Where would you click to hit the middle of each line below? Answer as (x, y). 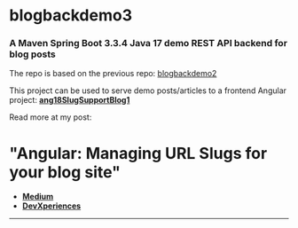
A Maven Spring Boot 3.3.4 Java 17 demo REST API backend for (149, 43)
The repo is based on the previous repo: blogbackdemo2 (113, 74)
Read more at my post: (51, 117)
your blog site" (65, 172)
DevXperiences (51, 206)
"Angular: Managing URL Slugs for (138, 153)
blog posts (32, 54)
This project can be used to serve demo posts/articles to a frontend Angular (148, 90)
